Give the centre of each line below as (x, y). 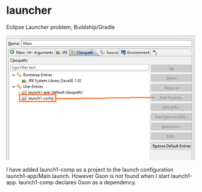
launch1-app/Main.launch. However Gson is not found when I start (88, 176)
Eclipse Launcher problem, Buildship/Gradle (61, 27)
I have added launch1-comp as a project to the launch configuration (90, 170)
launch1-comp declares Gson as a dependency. (77, 182)
